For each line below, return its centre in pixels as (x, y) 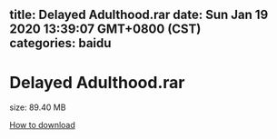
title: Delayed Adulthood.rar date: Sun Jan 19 (139, 15)
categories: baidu (60, 43)
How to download (42, 125)
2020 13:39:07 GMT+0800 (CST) (105, 30)
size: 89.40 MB (38, 107)
